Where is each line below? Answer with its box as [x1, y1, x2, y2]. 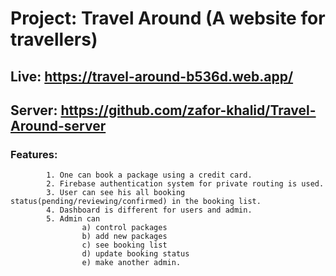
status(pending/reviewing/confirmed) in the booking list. [10, 197, 262, 207]
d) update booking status [81, 249, 190, 259]
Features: [10, 147, 58, 161]
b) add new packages [81, 232, 168, 242]
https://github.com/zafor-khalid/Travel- [60, 102, 317, 119]
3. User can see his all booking [46, 188, 186, 198]
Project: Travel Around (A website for [10, 7, 326, 30]
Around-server [10, 117, 107, 134]
